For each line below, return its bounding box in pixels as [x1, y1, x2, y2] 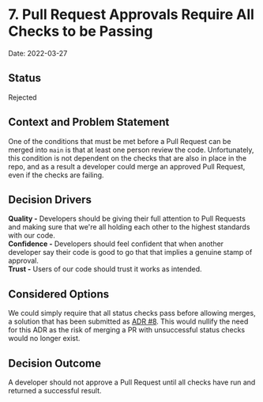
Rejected [8, 93, 37, 102]
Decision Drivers [8, 192, 92, 207]
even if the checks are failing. [8, 170, 104, 180]
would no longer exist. [8, 334, 81, 343]
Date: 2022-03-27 [8, 48, 68, 58]
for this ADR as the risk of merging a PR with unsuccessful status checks [8, 325, 246, 335]
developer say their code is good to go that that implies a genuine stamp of [8, 248, 253, 257]
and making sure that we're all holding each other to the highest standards [8, 222, 250, 232]
